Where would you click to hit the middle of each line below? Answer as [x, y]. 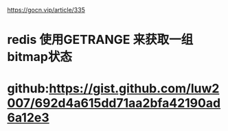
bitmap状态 [39, 57]
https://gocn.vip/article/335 [46, 10]
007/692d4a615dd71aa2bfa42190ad [114, 103]
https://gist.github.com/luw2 [134, 89]
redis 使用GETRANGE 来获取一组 [100, 40]
